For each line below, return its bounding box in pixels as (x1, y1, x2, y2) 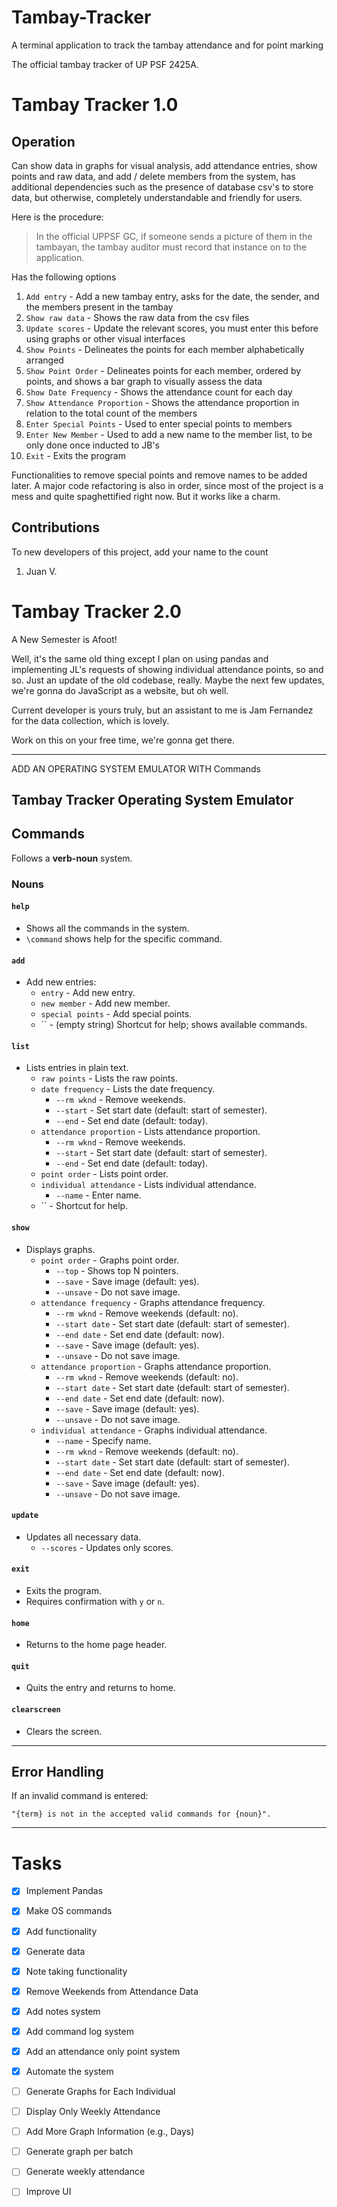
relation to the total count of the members (25, 407, 198, 419)
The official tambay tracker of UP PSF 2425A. (11, 58, 199, 70)
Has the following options (11, 271, 117, 283)
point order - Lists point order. (40, 1168, 169, 1180)
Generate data (25, 1945, 86, 1957)
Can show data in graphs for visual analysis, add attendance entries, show (11, 159, 318, 171)
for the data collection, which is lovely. (11, 714, 170, 726)
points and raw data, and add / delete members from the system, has (11, 170, 296, 182)
